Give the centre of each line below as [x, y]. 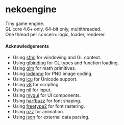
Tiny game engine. [25, 23]
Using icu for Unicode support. [45, 79]
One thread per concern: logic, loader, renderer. [56, 34]
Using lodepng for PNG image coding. [53, 74]
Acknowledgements [27, 46]
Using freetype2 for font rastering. [49, 106]
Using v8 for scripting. [36, 85]
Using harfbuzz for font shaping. [47, 101]
